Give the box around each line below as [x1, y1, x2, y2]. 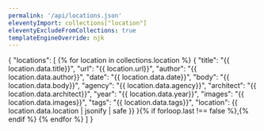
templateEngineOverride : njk [8, 33, 105, 42]
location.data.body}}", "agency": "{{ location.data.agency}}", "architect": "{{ [8, 81, 257, 91]
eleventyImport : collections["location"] [8, 19, 147, 27]
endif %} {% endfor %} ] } [8, 114, 94, 124]
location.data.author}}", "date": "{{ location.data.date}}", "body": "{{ [8, 72, 230, 82]
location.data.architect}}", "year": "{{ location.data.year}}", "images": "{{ [8, 89, 244, 99]
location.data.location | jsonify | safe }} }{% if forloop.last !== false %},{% [8, 106, 250, 116]
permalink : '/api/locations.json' [8, 11, 123, 20]
